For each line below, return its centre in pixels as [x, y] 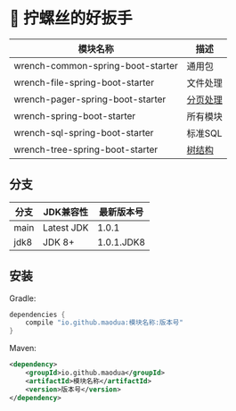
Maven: [23, 348]
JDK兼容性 [66, 212]
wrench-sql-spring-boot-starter [84, 132]
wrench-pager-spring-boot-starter [90, 99]
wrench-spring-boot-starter [75, 115]
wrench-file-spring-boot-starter [84, 82]
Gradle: [23, 298]
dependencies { [37, 315]
